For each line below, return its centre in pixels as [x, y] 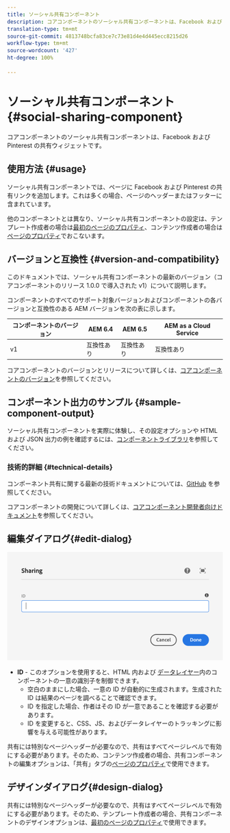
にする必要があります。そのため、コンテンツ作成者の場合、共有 [97, 755]
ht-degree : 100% [30, 58]
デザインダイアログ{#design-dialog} [85, 787]
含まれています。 [31, 204]
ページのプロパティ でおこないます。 [57, 236]
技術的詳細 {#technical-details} [60, 467]
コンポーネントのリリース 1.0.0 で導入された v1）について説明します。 [111, 286]
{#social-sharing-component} [95, 117]
